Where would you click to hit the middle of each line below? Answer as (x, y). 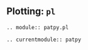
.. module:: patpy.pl (38, 27)
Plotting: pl (31, 11)
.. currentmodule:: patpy (44, 40)
